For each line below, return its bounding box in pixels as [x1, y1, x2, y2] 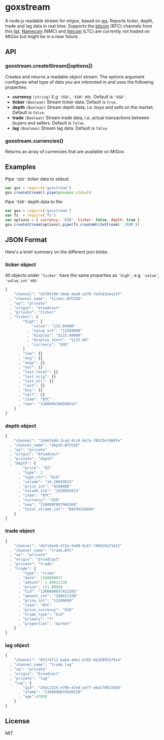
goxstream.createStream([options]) [5, 63, 93, 69]
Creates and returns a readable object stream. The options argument [5, 73, 145, 80]
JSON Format [5, 236, 47, 244]
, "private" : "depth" [9, 456, 54, 461]
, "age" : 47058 [18, 694, 48, 699]
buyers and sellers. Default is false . [12, 120, 85, 126]
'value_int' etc [5, 278, 37, 284]
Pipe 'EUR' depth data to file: [5, 199, 64, 205]
